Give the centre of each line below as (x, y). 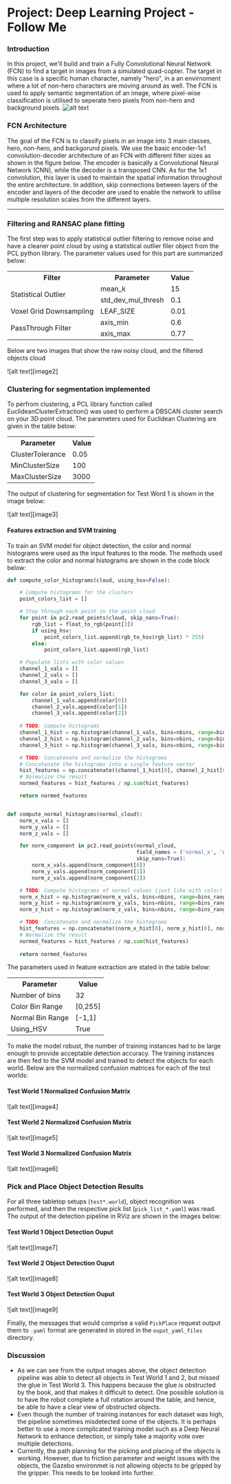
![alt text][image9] (33, 1309)
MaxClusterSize (36, 477)
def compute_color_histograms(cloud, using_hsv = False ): (89, 580)
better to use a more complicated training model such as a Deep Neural (118, 1429)
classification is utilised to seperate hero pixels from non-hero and (101, 101)
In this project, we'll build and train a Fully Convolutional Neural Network (109, 64)
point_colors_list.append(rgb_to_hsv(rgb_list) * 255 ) (124, 637)
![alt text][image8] (33, 1278)
